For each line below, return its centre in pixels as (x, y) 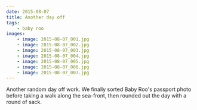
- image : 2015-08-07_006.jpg (53, 67)
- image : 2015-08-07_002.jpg (53, 45)
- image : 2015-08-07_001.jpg (53, 39)
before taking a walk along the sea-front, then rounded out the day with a (96, 96)
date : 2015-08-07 (28, 12)
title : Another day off (36, 17)
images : (16, 34)
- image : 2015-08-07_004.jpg (53, 56)
